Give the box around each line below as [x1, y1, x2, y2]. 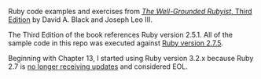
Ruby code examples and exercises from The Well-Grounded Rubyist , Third [8, 7, 253, 16]
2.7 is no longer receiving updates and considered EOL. [8, 62, 189, 71]
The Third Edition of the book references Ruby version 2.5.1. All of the [8, 31, 233, 39]
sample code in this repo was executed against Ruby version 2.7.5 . [8, 38, 224, 48]
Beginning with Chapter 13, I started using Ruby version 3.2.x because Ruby [8, 54, 254, 63]
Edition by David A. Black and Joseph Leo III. [8, 15, 153, 24]
